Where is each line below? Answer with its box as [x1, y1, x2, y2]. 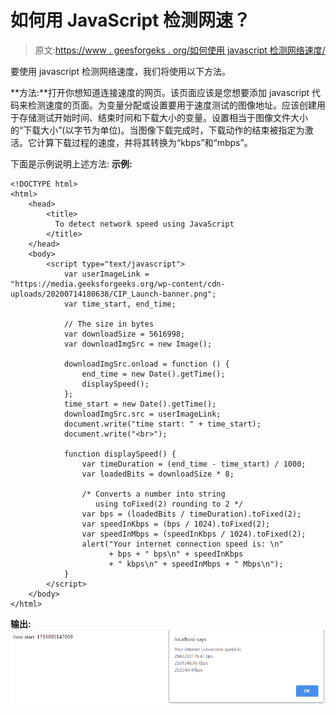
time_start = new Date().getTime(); [63, 399, 217, 409]
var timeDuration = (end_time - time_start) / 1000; [81, 459, 307, 469]
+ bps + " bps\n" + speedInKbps [108, 549, 244, 559]
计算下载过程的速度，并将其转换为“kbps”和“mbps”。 [36, 136, 253, 148]
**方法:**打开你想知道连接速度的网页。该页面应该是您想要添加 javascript [10, 86, 310, 98]
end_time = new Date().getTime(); [81, 369, 226, 379]
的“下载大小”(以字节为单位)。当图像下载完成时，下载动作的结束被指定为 [10, 124, 305, 136]
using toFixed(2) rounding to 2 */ [95, 499, 244, 509]
